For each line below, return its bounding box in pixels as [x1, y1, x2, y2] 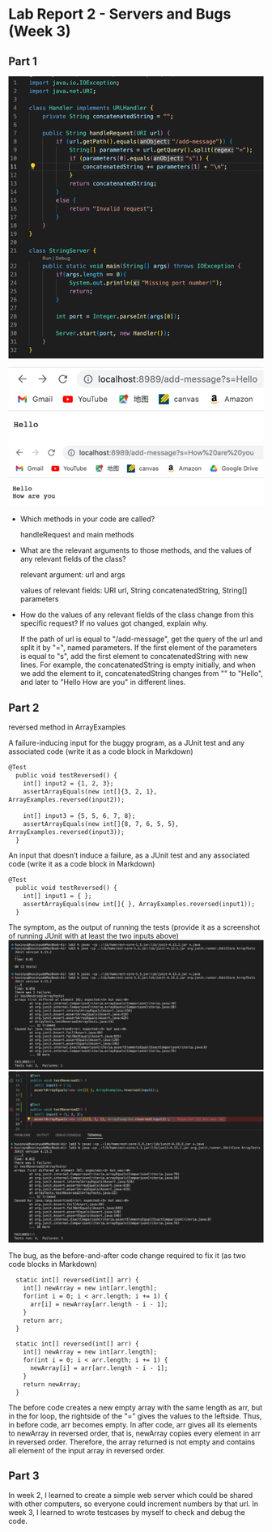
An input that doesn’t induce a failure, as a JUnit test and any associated [8, 850, 250, 860]
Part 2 [8, 700, 40, 714]
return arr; [23, 1316, 63, 1324]
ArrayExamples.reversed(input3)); [8, 828, 125, 837]
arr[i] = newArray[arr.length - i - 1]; [29, 1300, 168, 1308]
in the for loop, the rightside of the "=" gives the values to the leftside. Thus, [8, 1411, 262, 1421]
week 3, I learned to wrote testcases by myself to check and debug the [8, 1508, 245, 1517]
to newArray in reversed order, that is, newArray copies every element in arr [8, 1428, 261, 1438]
